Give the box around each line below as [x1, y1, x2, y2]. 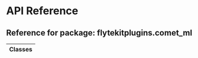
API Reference [6, 4, 78, 18]
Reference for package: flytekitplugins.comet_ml [6, 28, 193, 38]
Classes [9, 46, 33, 53]
